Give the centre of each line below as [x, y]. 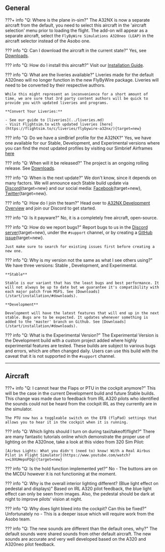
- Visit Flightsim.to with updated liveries [51, 124]
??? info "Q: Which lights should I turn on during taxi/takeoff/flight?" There [80, 431]
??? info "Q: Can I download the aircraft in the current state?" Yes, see [76, 50]
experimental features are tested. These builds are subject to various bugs [80, 345]
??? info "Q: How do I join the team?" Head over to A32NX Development [78, 203]
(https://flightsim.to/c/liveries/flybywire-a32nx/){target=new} [73, 128]
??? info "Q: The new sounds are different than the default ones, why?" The [81, 528]
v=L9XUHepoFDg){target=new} [34, 460]
